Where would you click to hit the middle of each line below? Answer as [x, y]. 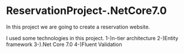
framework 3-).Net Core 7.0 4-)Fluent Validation [64, 44]
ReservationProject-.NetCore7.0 [86, 11]
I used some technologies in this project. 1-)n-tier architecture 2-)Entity [92, 38]
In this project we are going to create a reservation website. [78, 27]
